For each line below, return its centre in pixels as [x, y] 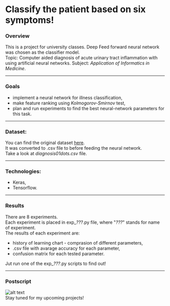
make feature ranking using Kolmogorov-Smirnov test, [69, 103]
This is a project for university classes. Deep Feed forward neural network [82, 47]
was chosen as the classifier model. [42, 52]
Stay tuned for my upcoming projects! [45, 297]
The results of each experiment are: [42, 233]
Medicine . [16, 69]
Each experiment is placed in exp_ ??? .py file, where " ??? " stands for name [83, 222]
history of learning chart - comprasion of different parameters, [78, 243]
